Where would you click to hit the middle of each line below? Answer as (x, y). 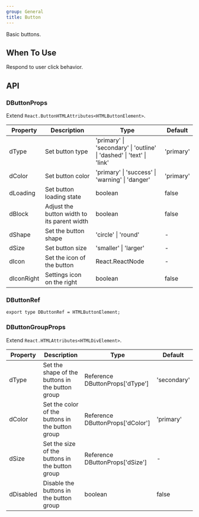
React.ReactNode (120, 261)
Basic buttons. (24, 34)
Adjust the (59, 207)
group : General (25, 12)
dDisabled (23, 494)
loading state (63, 197)
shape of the (60, 372)
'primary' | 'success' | (126, 172)
